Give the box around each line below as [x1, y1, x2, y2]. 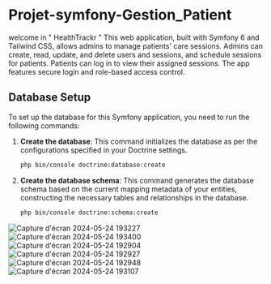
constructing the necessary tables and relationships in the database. [19, 192, 249, 202]
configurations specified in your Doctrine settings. [19, 144, 188, 155]
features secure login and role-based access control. [8, 67, 185, 76]
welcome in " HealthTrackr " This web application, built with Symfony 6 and [8, 32, 260, 42]
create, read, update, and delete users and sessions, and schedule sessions [8, 49, 262, 59]
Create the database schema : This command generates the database [19, 175, 255, 185]
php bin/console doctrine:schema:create [19, 209, 159, 217]
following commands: [8, 120, 80, 131]
